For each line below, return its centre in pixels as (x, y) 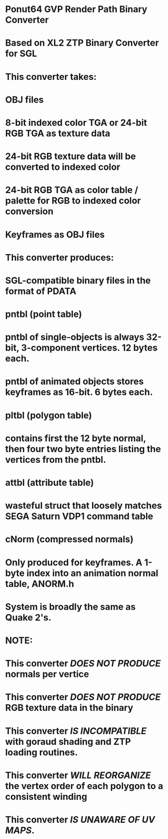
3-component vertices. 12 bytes (89, 348)
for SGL (21, 54)
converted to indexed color (63, 167)
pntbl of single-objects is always (75, 337)
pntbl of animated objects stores (75, 382)
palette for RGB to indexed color (73, 201)
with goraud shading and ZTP (68, 742)
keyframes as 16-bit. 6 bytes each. (79, 392)
